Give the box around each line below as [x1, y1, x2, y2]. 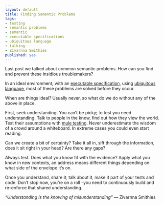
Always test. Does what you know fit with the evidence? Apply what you [5, 155, 150, 161]
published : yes [5, 52, 36, 58]
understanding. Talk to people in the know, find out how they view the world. [5, 115, 159, 121]
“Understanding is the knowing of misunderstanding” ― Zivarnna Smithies [5, 194, 156, 200]
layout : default [5, 7, 38, 12]
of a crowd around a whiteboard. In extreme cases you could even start [5, 125, 149, 131]
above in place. [5, 101, 36, 106]
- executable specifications [5, 35, 65, 40]
